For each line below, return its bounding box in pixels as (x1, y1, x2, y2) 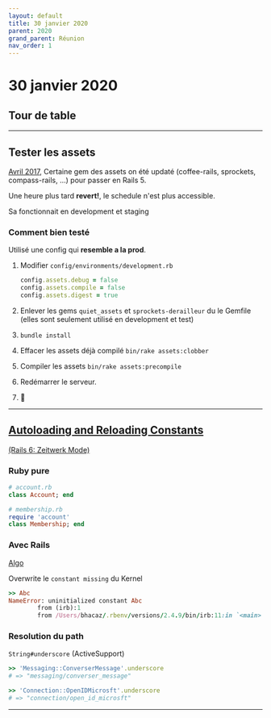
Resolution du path (8, 631, 85, 642)
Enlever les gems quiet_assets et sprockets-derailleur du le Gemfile (19, 306, 252, 315)
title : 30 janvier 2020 (8, 19, 89, 27)
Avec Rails (8, 540, 51, 551)
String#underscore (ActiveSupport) (8, 649, 125, 658)
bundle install (19, 332, 72, 340)
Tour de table (8, 108, 77, 122)
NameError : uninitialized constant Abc (8, 596, 143, 605)
